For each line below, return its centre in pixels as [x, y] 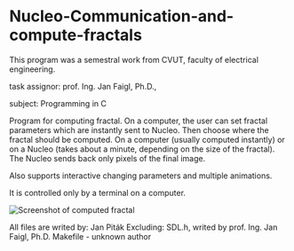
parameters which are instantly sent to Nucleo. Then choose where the [139, 129]
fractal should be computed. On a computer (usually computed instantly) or [147, 139]
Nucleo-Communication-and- [122, 16]
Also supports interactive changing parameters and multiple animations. [141, 176]
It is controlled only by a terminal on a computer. [98, 192]
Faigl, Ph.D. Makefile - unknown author [80, 236]
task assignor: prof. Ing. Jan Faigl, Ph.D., [83, 86]
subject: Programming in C [58, 103]
